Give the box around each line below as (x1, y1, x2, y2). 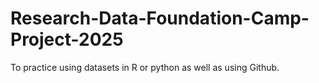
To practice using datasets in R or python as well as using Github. (10, 61, 280, 73)
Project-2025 (10, 28, 124, 51)
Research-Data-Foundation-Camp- (10, 7, 310, 30)
